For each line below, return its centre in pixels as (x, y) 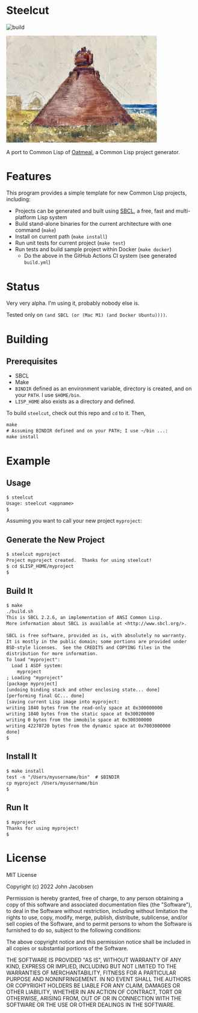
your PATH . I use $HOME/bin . (48, 395)
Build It (20, 591)
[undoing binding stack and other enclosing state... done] (83, 690)
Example (28, 461)
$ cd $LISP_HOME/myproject (40, 567)
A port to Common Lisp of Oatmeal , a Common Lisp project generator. (93, 152)
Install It (22, 756)
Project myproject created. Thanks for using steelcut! (79, 561)
